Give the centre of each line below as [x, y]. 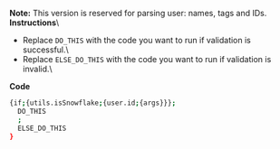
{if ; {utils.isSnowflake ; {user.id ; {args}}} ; [93, 103]
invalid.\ [37, 69]
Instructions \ [34, 23]
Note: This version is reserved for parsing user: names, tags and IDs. [138, 13]
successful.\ [46, 50]
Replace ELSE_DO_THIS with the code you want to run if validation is [147, 59]
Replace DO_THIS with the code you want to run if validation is [137, 40]
